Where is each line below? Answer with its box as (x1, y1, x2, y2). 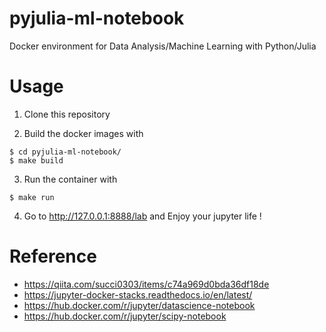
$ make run (9, 192, 55, 202)
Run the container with (23, 173, 118, 185)
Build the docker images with (23, 127, 144, 139)
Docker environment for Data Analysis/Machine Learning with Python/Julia (9, 40, 317, 52)
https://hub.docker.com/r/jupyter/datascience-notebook (23, 299, 256, 311)
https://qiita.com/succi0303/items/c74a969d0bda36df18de (23, 278, 270, 290)
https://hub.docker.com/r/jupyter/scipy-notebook (23, 310, 227, 322)
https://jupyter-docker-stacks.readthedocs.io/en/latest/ (23, 288, 253, 301)
